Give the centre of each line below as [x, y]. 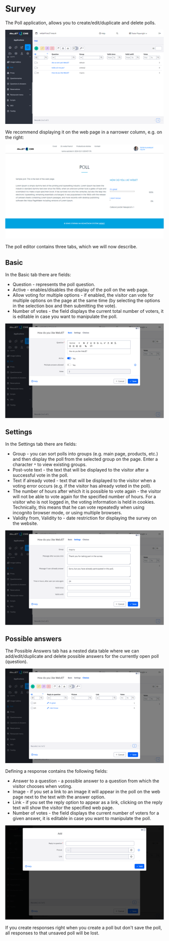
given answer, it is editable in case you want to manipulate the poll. [82, 818]
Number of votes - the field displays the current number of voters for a [86, 813]
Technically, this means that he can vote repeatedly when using [78, 507]
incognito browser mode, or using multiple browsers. [67, 513]
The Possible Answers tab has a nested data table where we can [72, 651]
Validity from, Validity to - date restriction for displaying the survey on [84, 518]
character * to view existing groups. [50, 464]
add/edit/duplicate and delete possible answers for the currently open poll [82, 656]
